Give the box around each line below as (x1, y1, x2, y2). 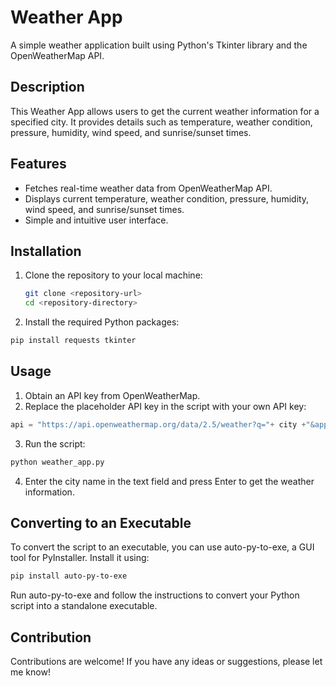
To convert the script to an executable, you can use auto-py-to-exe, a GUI (10, 541, 315, 553)
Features (10, 156, 67, 173)
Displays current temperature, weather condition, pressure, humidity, (24, 192, 310, 205)
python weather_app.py (10, 457, 105, 467)
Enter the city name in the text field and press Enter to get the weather (24, 475, 315, 487)
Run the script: (24, 437, 86, 450)
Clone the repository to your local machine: (24, 269, 203, 281)
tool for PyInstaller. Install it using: (10, 552, 150, 564)
